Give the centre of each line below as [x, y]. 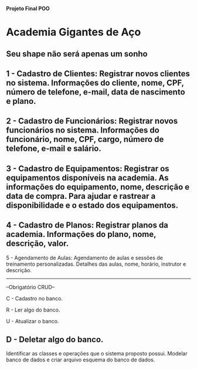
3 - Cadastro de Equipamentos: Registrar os [88, 169]
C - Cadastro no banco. [35, 298]
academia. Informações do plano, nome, [81, 234]
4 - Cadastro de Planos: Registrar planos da [87, 225]
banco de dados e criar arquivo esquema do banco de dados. [81, 360]
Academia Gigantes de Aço [74, 32]
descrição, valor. [38, 244]
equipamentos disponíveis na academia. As [87, 177]
